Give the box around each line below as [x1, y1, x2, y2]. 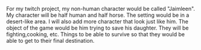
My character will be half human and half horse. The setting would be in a [6, 11, 190, 19]
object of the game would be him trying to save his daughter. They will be [6, 24, 189, 31]
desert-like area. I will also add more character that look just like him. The [6, 18, 189, 25]
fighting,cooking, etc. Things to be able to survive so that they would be [6, 31, 185, 38]
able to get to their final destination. [6, 37, 95, 44]
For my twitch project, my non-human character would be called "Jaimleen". [6, 5, 195, 12]
